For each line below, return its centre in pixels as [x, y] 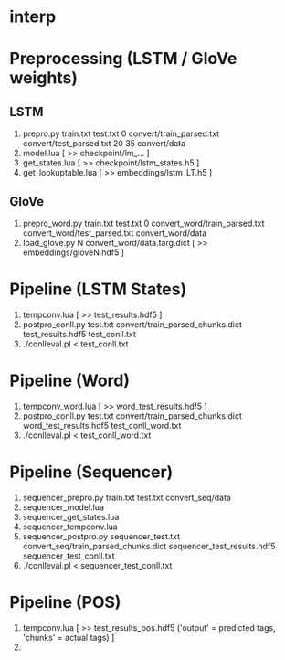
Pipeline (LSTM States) [98, 289]
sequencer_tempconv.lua [70, 527]
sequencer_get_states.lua [71, 516]
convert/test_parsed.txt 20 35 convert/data [104, 144]
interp [33, 17]
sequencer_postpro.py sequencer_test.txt [101, 536]
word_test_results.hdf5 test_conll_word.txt [102, 425]
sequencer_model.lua [63, 507]
